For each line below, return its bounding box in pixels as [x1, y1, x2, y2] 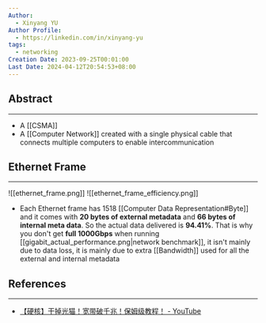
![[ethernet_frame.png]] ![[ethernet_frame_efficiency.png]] [8, 189, 199, 198]
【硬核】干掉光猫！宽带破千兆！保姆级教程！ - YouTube [19, 306, 202, 316]
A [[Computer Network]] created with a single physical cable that [19, 129, 233, 138]
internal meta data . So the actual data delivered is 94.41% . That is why [19, 220, 253, 230]
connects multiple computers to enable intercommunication [19, 137, 215, 147]
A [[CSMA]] [19, 120, 58, 130]
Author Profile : [8, 26, 62, 34]
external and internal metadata [19, 254, 120, 264]
